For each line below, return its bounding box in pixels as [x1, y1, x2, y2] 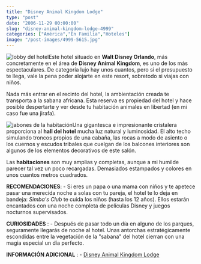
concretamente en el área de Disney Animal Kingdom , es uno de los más [6, 60, 188, 67]
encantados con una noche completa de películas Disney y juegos [6, 202, 170, 209]
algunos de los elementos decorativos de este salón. [6, 147, 137, 154]
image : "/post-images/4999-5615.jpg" [6, 37, 101, 43]
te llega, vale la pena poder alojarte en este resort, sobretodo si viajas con [6, 73, 189, 79]
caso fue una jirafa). [6, 109, 56, 117]
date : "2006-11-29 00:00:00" [6, 20, 79, 26]
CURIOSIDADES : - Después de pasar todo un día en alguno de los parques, [6, 220, 194, 227]
